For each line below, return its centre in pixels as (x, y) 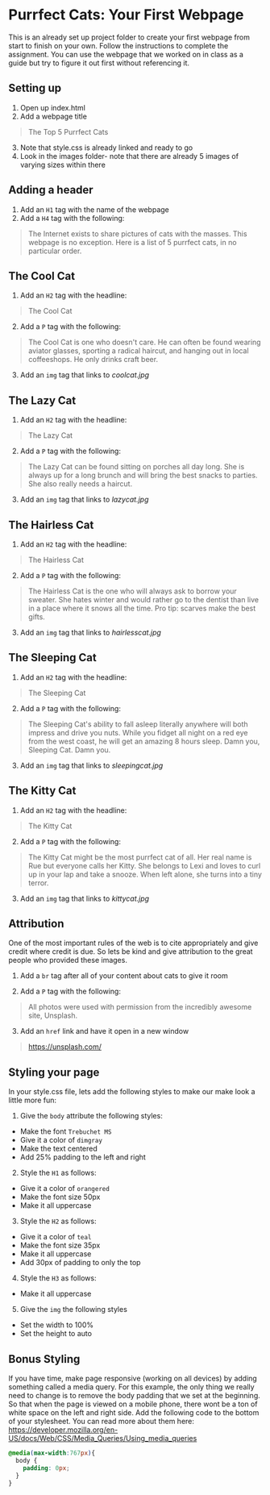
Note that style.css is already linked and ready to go (106, 148)
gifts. (37, 617)
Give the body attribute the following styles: (91, 1116)
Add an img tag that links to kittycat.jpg (85, 898)
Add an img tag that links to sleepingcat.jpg (91, 765)
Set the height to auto (56, 1334)
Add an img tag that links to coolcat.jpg (85, 375)
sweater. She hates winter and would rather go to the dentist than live (143, 600)
